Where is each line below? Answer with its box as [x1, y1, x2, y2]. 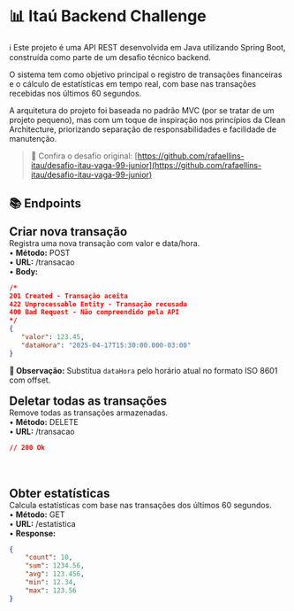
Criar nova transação [9, 224, 128, 239]
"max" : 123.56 [25, 585, 77, 595]
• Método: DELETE [9, 416, 79, 427]
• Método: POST [9, 247, 71, 258]
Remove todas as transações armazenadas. [9, 407, 169, 418]
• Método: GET [9, 509, 65, 520]
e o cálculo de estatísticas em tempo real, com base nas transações [9, 78, 257, 89]
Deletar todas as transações [9, 393, 168, 408]
